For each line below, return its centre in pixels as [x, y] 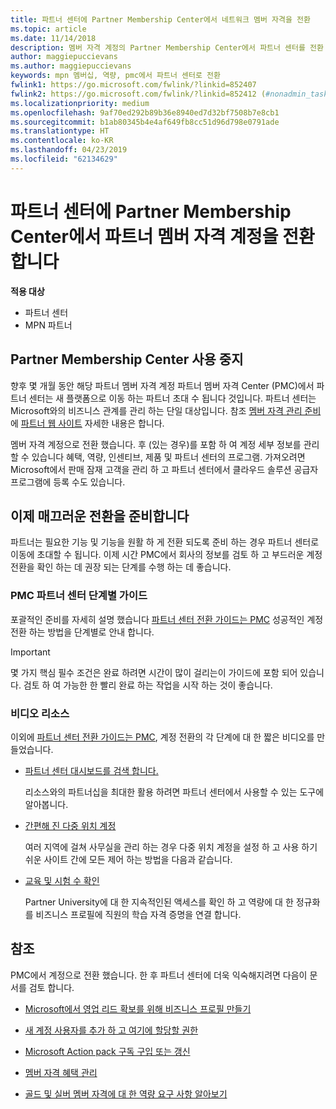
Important [30, 652]
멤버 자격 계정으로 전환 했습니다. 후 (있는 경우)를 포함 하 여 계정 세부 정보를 [156, 444]
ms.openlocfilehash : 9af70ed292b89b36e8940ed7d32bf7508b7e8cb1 [145, 112]
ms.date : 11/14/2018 [53, 38]
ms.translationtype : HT [60, 131]
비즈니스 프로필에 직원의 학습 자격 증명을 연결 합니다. [138, 914]
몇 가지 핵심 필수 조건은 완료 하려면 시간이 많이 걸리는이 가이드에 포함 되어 [154, 672]
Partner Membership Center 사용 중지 [127, 359]
